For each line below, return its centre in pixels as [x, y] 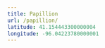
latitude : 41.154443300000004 [52, 27]
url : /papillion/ [33, 20]
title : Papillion [33, 14]
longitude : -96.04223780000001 [53, 34]
